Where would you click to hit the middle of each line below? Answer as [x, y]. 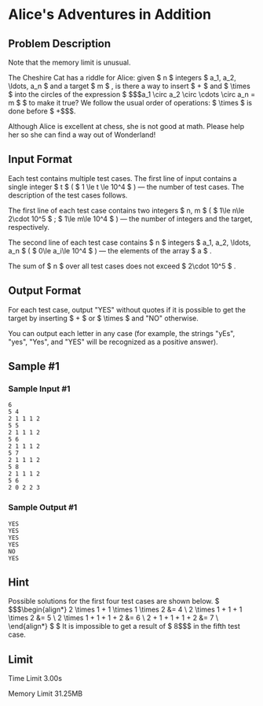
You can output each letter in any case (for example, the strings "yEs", [122, 333]
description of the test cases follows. [68, 195]
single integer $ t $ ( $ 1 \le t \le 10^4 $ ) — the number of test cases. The [126, 187]
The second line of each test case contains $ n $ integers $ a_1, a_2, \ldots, [130, 242]
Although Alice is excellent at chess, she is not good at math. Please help [126, 126]
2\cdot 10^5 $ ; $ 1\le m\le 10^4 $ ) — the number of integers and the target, [130, 219]
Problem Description [60, 44]
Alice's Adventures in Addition [110, 15]
